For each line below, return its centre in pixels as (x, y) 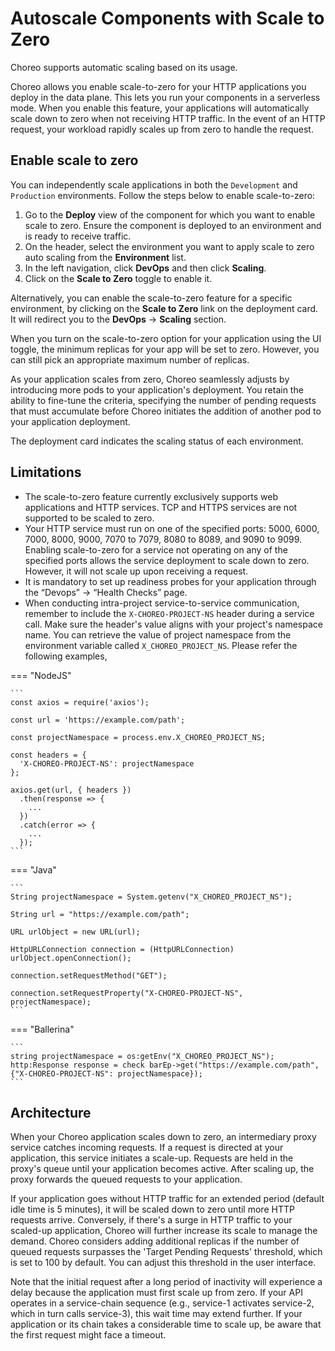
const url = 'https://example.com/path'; (98, 720)
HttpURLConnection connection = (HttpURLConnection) (122, 949)
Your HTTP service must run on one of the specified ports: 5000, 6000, (172, 528)
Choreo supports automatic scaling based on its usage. (124, 67)
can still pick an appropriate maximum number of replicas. (130, 359)
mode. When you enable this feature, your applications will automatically (160, 108)
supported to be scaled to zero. (89, 518)
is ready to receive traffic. (78, 236)
